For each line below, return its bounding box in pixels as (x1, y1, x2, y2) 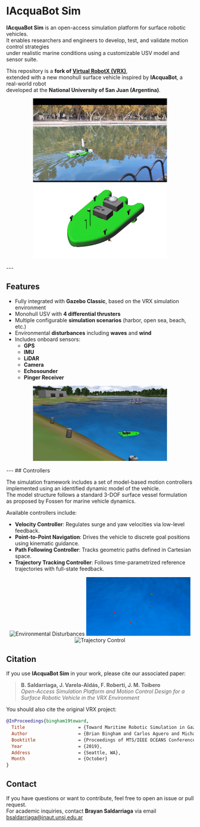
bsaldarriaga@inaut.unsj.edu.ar (6, 814, 83, 820)
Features (6, 282, 40, 292)
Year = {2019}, (11, 743, 102, 749)
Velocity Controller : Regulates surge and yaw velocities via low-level (14, 520, 185, 527)
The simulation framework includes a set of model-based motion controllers (6, 478, 192, 486)
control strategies (6, 43, 49, 50)
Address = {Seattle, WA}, (11, 749, 121, 756)
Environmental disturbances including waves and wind (14, 329, 152, 336)
